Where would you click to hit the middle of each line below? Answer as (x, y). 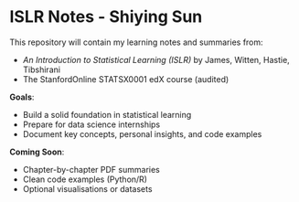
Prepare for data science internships (91, 124)
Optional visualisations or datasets (87, 188)
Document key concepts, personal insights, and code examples (142, 133)
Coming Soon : (37, 152)
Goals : (22, 97)
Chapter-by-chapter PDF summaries (91, 169)
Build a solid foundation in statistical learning (107, 114)
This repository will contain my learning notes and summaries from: (136, 42)
